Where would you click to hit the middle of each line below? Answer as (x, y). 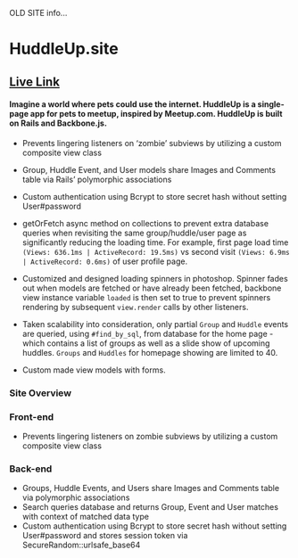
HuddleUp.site (64, 49)
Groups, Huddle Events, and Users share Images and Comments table (150, 488)
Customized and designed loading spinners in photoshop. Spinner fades (155, 278)
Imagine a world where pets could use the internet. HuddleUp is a (132, 104)
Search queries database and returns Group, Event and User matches (150, 507)
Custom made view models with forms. (94, 370)
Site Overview (41, 393)
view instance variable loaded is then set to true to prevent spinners (146, 297)
